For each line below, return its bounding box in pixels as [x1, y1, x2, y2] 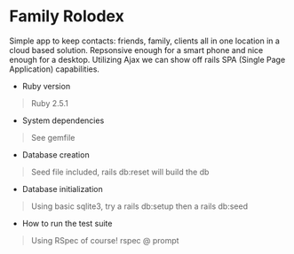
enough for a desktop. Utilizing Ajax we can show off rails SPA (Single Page [9, 54, 286, 65]
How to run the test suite [21, 218, 113, 228]
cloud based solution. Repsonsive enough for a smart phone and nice [9, 44, 264, 55]
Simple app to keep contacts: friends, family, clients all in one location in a [9, 35, 280, 46]
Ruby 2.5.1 [30, 97, 69, 108]
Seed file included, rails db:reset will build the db [30, 166, 210, 177]
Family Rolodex [9, 6, 124, 27]
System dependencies [21, 115, 105, 126]
